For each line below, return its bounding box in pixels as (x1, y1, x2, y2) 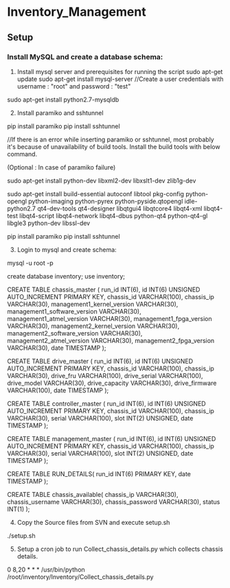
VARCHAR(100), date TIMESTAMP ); (7, 386, 109, 395)
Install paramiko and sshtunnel (16, 108, 104, 117)
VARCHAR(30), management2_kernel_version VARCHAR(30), (7, 322, 180, 330)
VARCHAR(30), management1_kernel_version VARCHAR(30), (7, 300, 179, 308)
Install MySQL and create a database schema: (7, 52, 163, 62)
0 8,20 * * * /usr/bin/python (7, 565, 86, 574)
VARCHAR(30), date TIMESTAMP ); (7, 344, 106, 352)
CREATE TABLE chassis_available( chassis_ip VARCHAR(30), (7, 490, 179, 498)
